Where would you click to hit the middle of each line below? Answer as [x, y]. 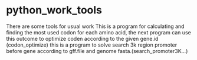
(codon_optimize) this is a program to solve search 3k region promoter [92, 45]
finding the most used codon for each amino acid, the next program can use [99, 32]
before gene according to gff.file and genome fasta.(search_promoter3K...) [97, 51]
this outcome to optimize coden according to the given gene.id [82, 38]
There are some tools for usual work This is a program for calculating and [95, 26]
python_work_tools [54, 10]
